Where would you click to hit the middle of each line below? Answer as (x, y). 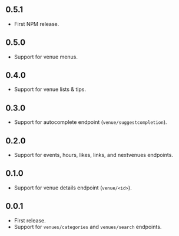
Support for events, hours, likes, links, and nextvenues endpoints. (93, 155)
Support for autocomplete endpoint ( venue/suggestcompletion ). (90, 122)
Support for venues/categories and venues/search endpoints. (88, 227)
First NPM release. (37, 24)
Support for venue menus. (46, 57)
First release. (30, 220)
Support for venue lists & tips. (50, 89)
